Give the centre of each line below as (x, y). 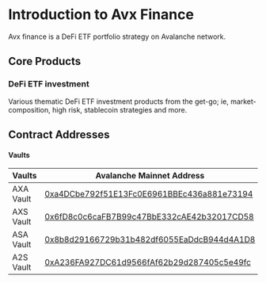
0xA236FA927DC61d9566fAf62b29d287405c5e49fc (148, 262)
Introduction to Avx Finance (101, 15)
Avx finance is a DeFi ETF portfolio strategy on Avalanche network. (117, 36)
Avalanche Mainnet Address (150, 176)
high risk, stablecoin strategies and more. (120, 109)
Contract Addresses (59, 135)
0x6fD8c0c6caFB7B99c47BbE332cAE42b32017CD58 (150, 217)
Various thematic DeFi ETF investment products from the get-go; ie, (119, 101)
